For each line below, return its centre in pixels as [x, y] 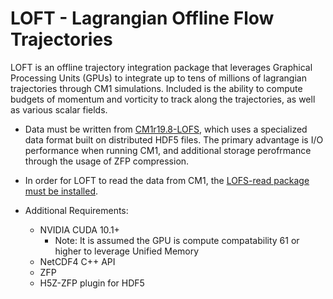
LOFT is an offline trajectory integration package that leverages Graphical [161, 67]
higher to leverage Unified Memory [127, 251]
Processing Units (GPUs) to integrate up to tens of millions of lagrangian [158, 78]
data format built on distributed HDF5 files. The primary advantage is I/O [174, 139]
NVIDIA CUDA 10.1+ [79, 229]
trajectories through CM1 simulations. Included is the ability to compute [156, 88]
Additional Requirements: [76, 210]
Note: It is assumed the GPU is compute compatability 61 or [177, 240]
